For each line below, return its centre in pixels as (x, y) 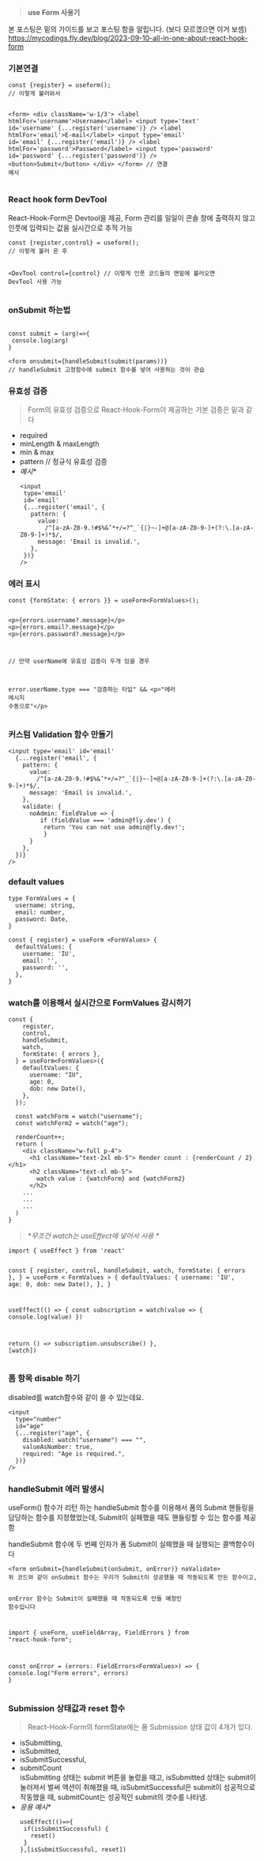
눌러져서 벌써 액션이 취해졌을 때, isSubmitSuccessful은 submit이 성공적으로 (138, 1787)
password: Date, (42, 919)
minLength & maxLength (59, 444)
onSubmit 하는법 (40, 310)
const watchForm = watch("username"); (79, 1116)
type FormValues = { (42, 898)
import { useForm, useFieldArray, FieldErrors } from (99, 1633)
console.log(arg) (40, 340)
